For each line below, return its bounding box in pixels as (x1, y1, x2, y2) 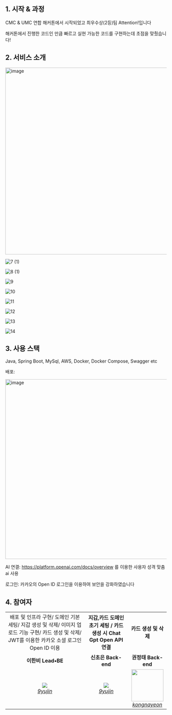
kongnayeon (132, 701, 163, 708)
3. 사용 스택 (5, 344, 40, 353)
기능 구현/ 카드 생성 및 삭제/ (18, 629, 82, 636)
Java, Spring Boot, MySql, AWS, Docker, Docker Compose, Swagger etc (5, 358, 158, 364)
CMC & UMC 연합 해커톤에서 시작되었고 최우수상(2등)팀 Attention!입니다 (5, 19, 152, 26)
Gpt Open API (89, 637, 123, 644)
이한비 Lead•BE (26, 657, 63, 664)
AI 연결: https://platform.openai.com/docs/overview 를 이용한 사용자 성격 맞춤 (5, 564, 165, 570)
